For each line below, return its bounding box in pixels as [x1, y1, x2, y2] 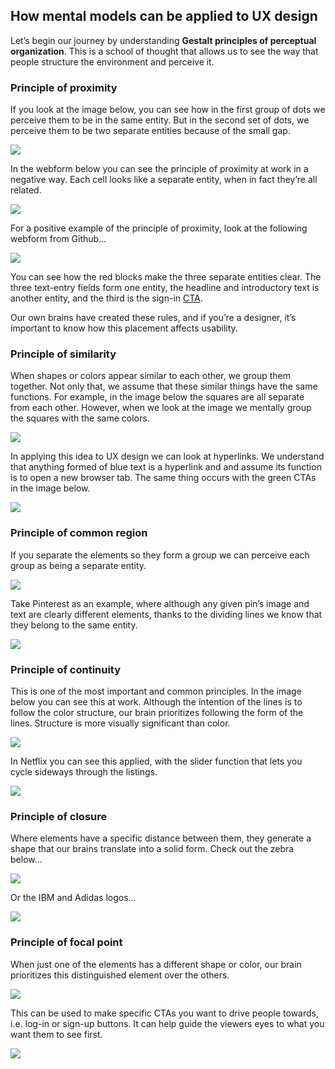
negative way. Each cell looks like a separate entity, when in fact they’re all [10, 174, 318, 186]
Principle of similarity [10, 347, 117, 361]
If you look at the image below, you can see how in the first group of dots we [10, 104, 326, 116]
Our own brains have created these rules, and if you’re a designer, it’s [10, 312, 297, 324]
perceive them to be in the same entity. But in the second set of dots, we [10, 114, 310, 126]
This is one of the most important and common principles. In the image [10, 685, 302, 697]
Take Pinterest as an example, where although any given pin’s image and [10, 597, 310, 609]
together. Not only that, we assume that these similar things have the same [10, 380, 318, 393]
